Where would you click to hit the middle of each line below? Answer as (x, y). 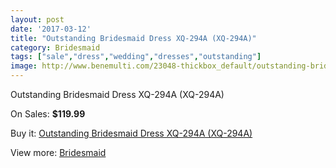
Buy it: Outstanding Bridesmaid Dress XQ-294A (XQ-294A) (131, 133)
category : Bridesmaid (55, 47)
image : (24, 66)
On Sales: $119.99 (48, 114)
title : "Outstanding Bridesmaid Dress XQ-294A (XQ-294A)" (133, 38)
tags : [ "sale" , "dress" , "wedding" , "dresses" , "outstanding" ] (136, 57)
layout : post (37, 19)
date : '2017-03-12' (51, 29)
